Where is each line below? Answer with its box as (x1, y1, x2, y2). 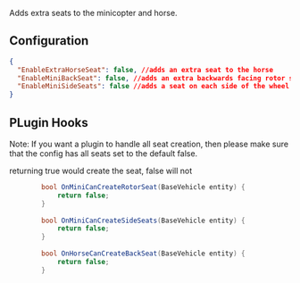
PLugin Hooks (9, 115, 88, 130)
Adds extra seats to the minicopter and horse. (9, 8, 178, 18)
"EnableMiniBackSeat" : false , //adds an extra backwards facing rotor (17, 73, 286, 83)
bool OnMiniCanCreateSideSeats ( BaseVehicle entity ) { (41, 216, 246, 225)
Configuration (9, 33, 89, 48)
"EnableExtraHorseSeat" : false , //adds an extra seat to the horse (17, 65, 274, 74)
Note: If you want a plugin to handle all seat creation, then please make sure (9, 138, 288, 149)
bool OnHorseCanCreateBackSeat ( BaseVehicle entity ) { (41, 249, 246, 258)
